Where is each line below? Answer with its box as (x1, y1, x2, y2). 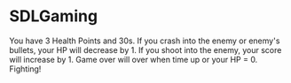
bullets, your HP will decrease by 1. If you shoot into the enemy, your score (9, 44, 282, 55)
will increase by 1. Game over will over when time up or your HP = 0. (9, 54, 258, 64)
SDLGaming (9, 6, 98, 26)
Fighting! (9, 64, 42, 74)
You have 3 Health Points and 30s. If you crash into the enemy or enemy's (9, 35, 280, 46)
